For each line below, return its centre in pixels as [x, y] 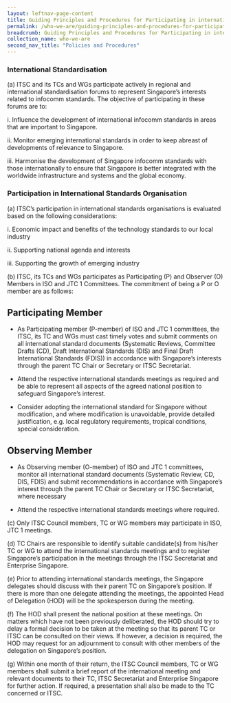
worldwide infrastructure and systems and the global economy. [97, 175]
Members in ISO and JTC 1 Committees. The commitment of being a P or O [113, 283]
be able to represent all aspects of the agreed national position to [109, 387]
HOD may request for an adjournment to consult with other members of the [113, 643]
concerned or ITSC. [35, 693]
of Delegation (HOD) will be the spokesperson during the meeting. [101, 601]
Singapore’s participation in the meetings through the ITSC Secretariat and [112, 559]
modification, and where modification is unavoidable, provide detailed [116, 414]
